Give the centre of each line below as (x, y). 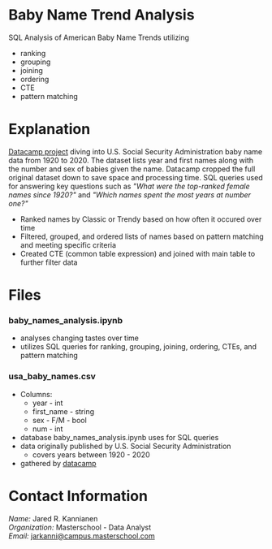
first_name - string (63, 411)
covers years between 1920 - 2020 (91, 454)
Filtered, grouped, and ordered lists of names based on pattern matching (142, 236)
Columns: (36, 394)
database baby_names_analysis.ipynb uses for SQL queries (119, 437)
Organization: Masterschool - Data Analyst (80, 527)
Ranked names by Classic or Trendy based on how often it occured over (141, 219)
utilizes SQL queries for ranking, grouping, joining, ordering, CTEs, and (138, 347)
